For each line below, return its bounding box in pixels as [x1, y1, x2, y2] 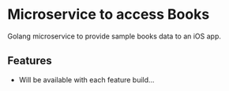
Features [7, 54, 52, 67]
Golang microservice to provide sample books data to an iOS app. [7, 31, 222, 41]
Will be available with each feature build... [18, 75, 155, 84]
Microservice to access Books [7, 5, 210, 24]
